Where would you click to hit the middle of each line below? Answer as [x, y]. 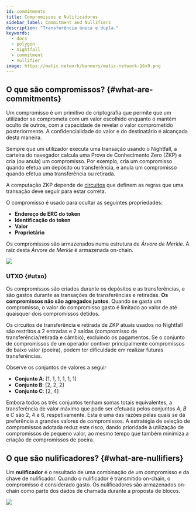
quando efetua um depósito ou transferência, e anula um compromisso [92, 168]
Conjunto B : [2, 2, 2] [39, 385]
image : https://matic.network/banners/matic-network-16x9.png [83, 66]
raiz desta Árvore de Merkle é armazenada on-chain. [70, 250]
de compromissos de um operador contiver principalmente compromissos [95, 344]
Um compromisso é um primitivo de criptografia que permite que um [89, 113]
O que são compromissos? [56, 89]
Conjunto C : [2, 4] [37, 391]
